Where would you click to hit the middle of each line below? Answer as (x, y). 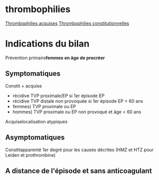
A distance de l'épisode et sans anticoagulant (79, 171)
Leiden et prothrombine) (30, 155)
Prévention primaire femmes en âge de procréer (55, 58)
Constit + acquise (23, 86)
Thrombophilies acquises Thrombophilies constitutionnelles (67, 23)
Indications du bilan (47, 44)
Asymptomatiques (35, 138)
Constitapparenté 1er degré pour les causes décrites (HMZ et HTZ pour (79, 150)
